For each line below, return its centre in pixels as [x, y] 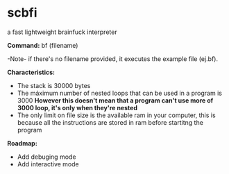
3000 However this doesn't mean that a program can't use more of [115, 100]
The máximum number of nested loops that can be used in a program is [119, 93]
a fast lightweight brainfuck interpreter [62, 32]
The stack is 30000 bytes [54, 85]
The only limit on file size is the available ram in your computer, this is [117, 115]
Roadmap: [23, 143]
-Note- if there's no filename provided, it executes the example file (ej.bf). [113, 59]
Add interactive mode [48, 164]
